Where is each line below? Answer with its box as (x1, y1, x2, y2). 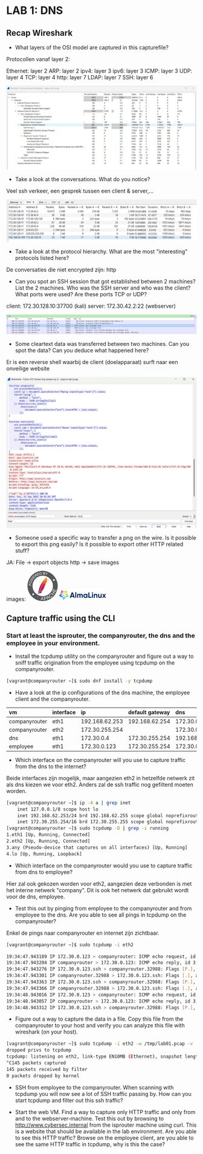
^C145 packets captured (6, 1060, 66, 1066)
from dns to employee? (14, 868, 73, 875)
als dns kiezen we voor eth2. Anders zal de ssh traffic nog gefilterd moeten (6, 781, 193, 788)
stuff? (14, 547, 30, 554)
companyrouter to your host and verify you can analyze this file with (14, 1022, 185, 1029)
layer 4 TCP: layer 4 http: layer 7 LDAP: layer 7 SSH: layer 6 (6, 74, 153, 81)
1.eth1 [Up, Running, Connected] (6, 832, 91, 838)
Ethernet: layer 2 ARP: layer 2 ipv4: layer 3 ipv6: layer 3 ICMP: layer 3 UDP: (6, 67, 193, 75)
